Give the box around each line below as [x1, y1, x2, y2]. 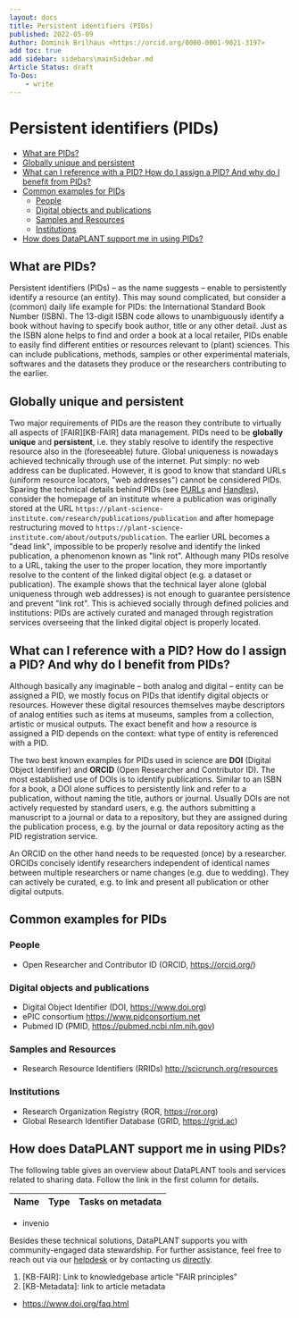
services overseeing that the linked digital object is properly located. [9, 617, 262, 628]
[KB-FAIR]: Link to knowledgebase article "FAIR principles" [21, 1272, 238, 1282]
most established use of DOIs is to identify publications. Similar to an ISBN [9, 774, 283, 785]
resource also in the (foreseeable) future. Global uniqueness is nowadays [9, 446, 278, 457]
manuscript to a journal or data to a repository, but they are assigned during [9, 812, 288, 822]
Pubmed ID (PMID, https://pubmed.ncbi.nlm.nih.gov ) [21, 1020, 216, 1031]
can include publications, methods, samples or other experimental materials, [9, 349, 290, 360]
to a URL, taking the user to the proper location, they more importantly [9, 560, 268, 571]
